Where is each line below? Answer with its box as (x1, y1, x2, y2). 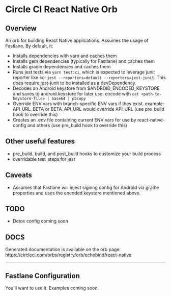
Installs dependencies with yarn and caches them (12, 53, 117, 59)
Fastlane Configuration (5, 272, 80, 280)
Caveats (5, 171, 32, 180)
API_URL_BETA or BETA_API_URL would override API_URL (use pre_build (12, 106, 164, 112)
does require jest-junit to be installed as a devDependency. (12, 80, 136, 86)
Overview (5, 24, 37, 33)
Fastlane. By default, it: (5, 43, 53, 49)
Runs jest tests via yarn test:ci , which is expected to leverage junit (12, 69, 155, 75)
